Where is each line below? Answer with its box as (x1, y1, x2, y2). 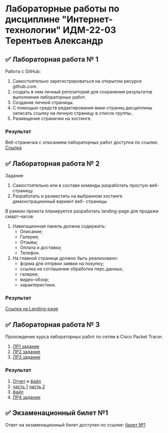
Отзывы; (20, 239, 39, 245)
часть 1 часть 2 (12, 383, 45, 389)
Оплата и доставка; (20, 245, 62, 251)
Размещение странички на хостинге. (12, 116, 92, 121)
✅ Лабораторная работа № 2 (5, 159, 100, 168)
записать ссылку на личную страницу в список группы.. (12, 110, 134, 116)
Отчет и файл (12, 378, 41, 384)
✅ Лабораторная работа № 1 (5, 55, 99, 63)
